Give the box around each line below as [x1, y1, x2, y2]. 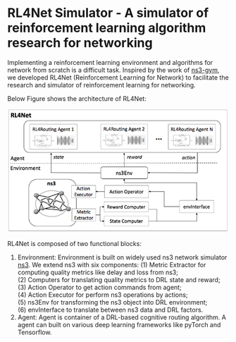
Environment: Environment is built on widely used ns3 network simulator [17, 253, 228, 262]
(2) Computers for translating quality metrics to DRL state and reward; [17, 276, 221, 284]
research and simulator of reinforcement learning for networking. [7, 80, 196, 89]
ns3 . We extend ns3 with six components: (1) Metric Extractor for [17, 261, 206, 269]
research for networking [7, 35, 153, 51]
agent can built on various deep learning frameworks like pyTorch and [17, 321, 221, 329]
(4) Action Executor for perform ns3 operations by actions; [17, 291, 188, 299]
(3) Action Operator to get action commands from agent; [17, 283, 182, 292]
